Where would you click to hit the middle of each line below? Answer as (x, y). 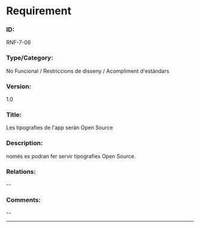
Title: (14, 115)
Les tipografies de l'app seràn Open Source (60, 128)
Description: (24, 143)
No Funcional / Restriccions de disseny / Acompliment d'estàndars (88, 71)
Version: (19, 86)
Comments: (24, 199)
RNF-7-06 (18, 42)
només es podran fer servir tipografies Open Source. (71, 156)
